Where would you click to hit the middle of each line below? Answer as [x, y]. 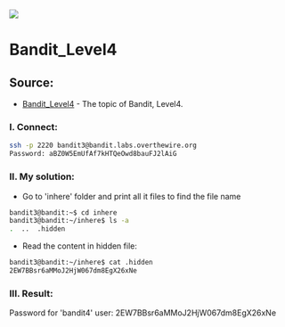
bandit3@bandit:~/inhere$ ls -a [69, 221]
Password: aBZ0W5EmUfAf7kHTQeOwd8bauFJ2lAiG [93, 154]
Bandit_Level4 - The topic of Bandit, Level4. [102, 104]
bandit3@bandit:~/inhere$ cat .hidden [81, 263]
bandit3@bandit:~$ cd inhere [63, 213]
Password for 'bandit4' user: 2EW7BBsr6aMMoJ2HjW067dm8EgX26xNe [143, 313]
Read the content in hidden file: [80, 246]
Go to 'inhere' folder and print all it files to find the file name [131, 196]
